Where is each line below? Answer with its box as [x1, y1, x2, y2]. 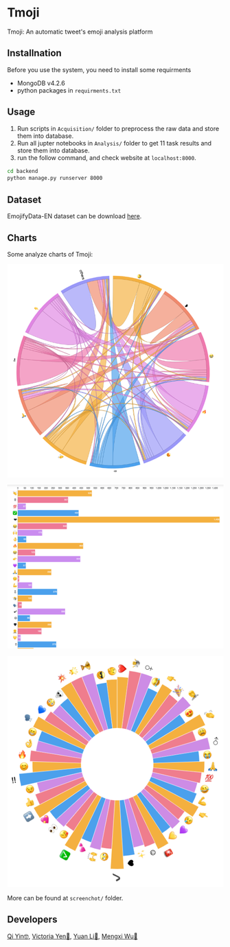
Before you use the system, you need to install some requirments [7, 65, 192, 73]
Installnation [7, 47, 62, 59]
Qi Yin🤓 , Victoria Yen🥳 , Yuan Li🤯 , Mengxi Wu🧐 [7, 932, 138, 940]
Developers [7, 914, 58, 926]
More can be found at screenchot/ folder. [7, 893, 124, 902]
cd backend [7, 167, 38, 174]
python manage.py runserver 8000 [7, 175, 103, 182]
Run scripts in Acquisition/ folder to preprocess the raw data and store [16, 124, 220, 132]
